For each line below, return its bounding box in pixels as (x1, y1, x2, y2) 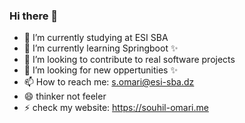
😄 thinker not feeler (23, 90, 107, 103)
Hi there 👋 (9, 9, 59, 23)
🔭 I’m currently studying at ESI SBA (23, 32, 169, 44)
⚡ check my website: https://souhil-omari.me (23, 102, 209, 114)
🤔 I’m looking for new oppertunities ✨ (23, 64, 178, 76)
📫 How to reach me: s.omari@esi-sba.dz (23, 76, 195, 88)
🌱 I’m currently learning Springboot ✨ (23, 42, 179, 54)
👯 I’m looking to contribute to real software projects (23, 54, 236, 66)
